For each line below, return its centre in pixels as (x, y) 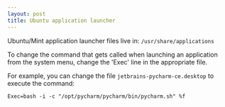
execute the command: (41, 83)
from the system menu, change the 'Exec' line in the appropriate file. (108, 62)
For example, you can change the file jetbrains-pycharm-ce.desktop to (111, 76)
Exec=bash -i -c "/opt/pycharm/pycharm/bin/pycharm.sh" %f (97, 96)
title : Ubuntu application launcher (61, 21)
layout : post (27, 14)
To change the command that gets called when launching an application (112, 55)
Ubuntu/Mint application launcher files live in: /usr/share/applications (111, 40)
